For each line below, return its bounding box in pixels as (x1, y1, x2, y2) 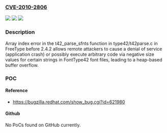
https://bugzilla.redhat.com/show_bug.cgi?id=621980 (12, 99, 125, 105)
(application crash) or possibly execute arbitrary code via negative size (5, 51, 154, 57)
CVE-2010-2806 (5, 4, 47, 11)
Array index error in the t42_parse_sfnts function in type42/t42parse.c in (5, 40, 158, 47)
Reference (5, 87, 28, 94)
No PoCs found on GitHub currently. (5, 122, 81, 128)
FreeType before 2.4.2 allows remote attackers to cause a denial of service (5, 46, 162, 52)
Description (5, 29, 35, 36)
